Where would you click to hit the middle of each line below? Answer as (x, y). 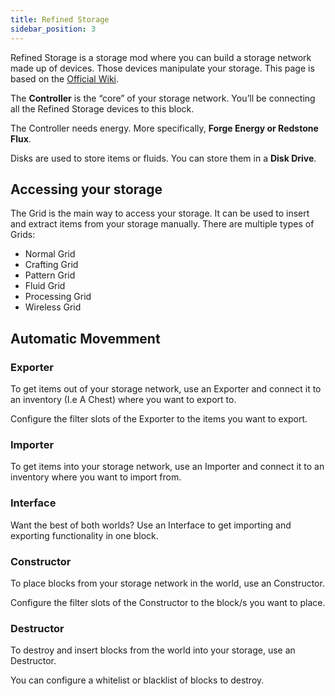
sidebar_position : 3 (53, 29)
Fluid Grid (45, 286)
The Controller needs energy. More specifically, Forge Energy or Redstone (164, 128)
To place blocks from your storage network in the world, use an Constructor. (167, 583)
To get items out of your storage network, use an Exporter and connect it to (166, 389)
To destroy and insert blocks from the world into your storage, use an (153, 650)
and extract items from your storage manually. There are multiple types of (162, 224)
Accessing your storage (86, 189)
